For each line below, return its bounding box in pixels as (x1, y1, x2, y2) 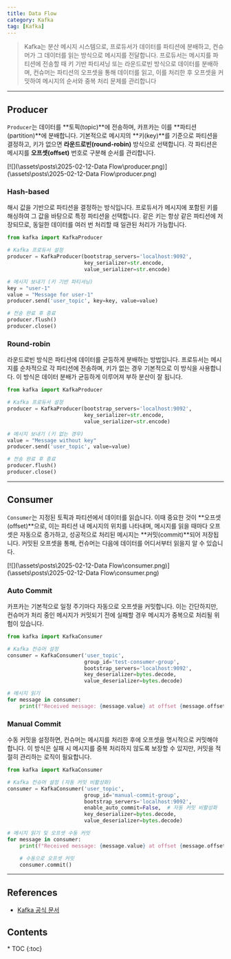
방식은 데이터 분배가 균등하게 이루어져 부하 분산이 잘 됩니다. (23, 373, 184, 381)
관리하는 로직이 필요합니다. (19, 753, 92, 761)
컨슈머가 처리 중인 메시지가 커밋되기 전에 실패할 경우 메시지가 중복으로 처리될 (7, 611, 213, 619)
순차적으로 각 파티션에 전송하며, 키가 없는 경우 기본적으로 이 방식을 (19, 364, 198, 372)
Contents (7, 926, 48, 938)
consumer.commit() (19, 861, 72, 868)
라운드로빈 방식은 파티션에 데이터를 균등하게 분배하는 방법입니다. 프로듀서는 (7, 356, 210, 364)
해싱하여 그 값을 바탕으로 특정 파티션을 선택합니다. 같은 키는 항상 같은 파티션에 (7, 212, 217, 220)
